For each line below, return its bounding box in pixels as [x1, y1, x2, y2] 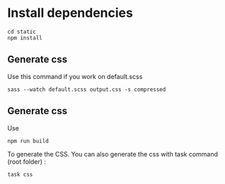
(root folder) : [7, 157, 47, 166]
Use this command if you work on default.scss [7, 72, 143, 80]
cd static [7, 28, 37, 35]
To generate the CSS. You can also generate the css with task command [7, 149, 218, 158]
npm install [7, 34, 42, 42]
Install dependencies [7, 5, 133, 21]
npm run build [7, 137, 50, 145]
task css [7, 171, 33, 178]
